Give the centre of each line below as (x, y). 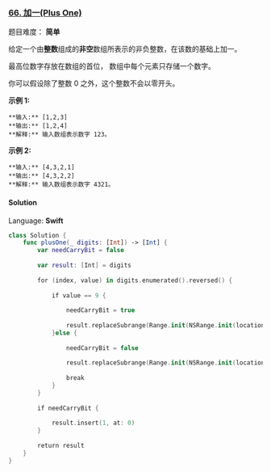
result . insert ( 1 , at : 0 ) (93, 423)
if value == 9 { (79, 295)
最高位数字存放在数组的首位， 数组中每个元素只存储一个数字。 (112, 66)
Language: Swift (36, 221)
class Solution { (38, 235)
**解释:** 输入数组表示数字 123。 (60, 135)
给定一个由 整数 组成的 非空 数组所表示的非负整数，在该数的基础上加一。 (125, 49)
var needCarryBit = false (81, 251)
